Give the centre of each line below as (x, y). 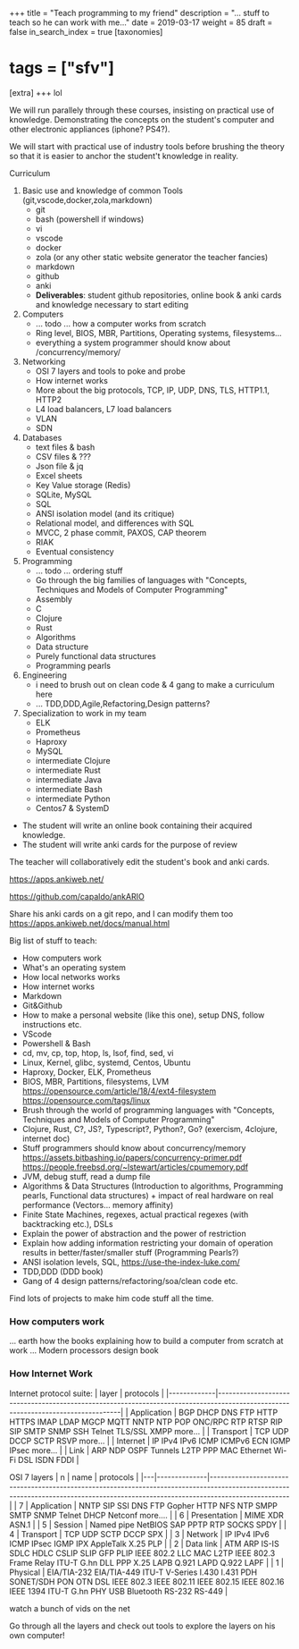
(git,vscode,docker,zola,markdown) (87, 199)
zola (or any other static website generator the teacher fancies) (152, 257)
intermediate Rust (68, 770)
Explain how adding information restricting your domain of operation (148, 1243)
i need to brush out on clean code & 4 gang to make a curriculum (155, 684)
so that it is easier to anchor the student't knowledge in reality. (124, 156)
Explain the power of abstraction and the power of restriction (134, 1233)
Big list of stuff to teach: (53, 940)
